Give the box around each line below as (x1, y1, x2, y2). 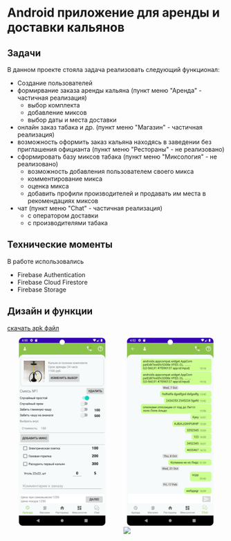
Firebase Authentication (17, 270, 86, 278)
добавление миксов (27, 109, 87, 116)
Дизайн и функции (7, 305, 93, 317)
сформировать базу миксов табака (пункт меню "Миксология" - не (17, 152, 218, 161)
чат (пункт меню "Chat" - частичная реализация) (17, 204, 163, 212)
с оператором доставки (27, 211, 99, 220)
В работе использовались (7, 257, 84, 265)
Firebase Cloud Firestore (17, 278, 88, 286)
